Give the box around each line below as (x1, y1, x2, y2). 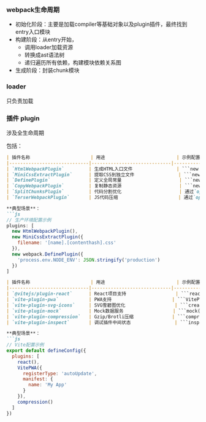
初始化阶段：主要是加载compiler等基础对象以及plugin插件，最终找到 (15, 20, 188, 28)
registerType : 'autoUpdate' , (22, 370, 97, 377)
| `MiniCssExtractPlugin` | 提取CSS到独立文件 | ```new (6, 171, 200, 178)
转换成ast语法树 (24, 51, 65, 59)
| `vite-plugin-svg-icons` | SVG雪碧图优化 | (6, 302, 178, 308)
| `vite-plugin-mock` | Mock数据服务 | (6, 308, 176, 314)
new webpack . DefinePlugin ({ (12, 251, 84, 257)
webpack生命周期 (6, 5, 60, 14)
